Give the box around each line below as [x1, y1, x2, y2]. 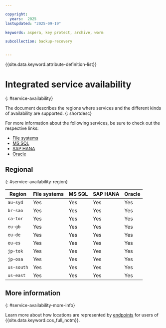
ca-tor [7, 216, 23, 221]
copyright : [5, 11, 28, 16]
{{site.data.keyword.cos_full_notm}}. [5, 317, 80, 323]
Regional [5, 165, 33, 174]
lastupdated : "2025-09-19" [5, 21, 61, 26]
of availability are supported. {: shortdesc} [5, 110, 92, 116]
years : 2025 [9, 16, 37, 21]
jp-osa [7, 256, 23, 262]
